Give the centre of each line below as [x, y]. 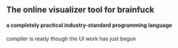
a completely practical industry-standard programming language [89, 25]
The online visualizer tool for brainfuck [80, 10]
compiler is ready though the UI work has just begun [71, 38]
